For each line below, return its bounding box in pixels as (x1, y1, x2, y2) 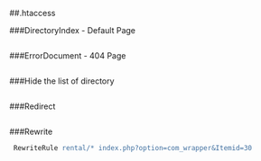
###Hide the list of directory (9, 76, 115, 86)
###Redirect (9, 101, 56, 112)
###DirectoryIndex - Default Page (9, 25, 135, 35)
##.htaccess (9, 8, 56, 18)
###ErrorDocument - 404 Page (9, 50, 126, 61)
